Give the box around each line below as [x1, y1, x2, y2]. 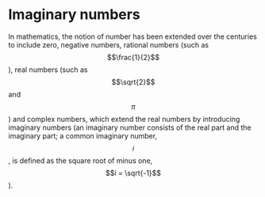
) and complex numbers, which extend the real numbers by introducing [8, 114, 240, 123]
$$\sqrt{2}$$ [111, 77, 156, 86]
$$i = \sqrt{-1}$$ [106, 168, 161, 177]
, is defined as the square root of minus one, [8, 156, 153, 165]
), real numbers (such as [8, 65, 88, 74]
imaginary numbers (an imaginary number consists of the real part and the [8, 123, 252, 132]
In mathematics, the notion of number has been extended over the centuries [8, 32, 258, 41]
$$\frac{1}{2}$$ [106, 52, 160, 62]
